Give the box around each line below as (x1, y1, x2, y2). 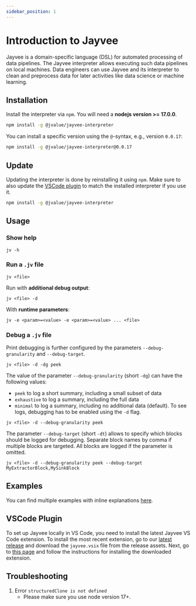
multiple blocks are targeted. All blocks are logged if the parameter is (6, 443, 173, 450)
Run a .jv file (6, 261, 44, 269)
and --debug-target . (36, 351, 85, 358)
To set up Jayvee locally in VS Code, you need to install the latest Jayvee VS (6, 529, 191, 536)
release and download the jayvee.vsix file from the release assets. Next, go (6, 541, 189, 549)
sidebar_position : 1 (6, 8, 57, 15)
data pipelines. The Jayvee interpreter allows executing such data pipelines (6, 59, 188, 66)
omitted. (6, 449, 26, 456)
